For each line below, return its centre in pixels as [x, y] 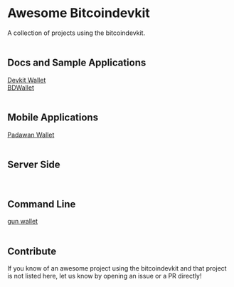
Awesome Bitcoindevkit [79, 13]
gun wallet [22, 221]
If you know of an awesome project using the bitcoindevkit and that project [117, 268]
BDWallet [21, 88]
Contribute [32, 251]
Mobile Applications [53, 118]
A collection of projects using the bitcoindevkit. [76, 33]
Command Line [42, 204]
